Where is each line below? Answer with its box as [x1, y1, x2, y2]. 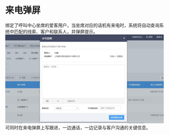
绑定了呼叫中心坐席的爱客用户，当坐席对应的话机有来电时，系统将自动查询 [5, 22, 159, 28]
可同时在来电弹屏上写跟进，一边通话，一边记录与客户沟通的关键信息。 [5, 124, 151, 131]
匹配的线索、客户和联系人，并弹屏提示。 [14, 28, 98, 34]
